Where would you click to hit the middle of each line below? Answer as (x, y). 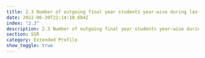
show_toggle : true (30, 46)
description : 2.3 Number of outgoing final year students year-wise (95, 29)
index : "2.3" (23, 23)
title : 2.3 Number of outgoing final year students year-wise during (97, 12)
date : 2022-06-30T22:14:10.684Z (47, 18)
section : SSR (23, 34)
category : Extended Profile (42, 40)
